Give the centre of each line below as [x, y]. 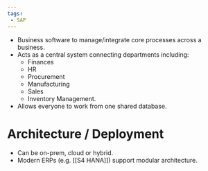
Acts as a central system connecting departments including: [103, 54]
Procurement [46, 76]
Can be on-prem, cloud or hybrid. [65, 153]
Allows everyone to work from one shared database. [92, 106]
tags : [15, 13]
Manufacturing [49, 84]
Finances [41, 62]
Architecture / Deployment [86, 134]
